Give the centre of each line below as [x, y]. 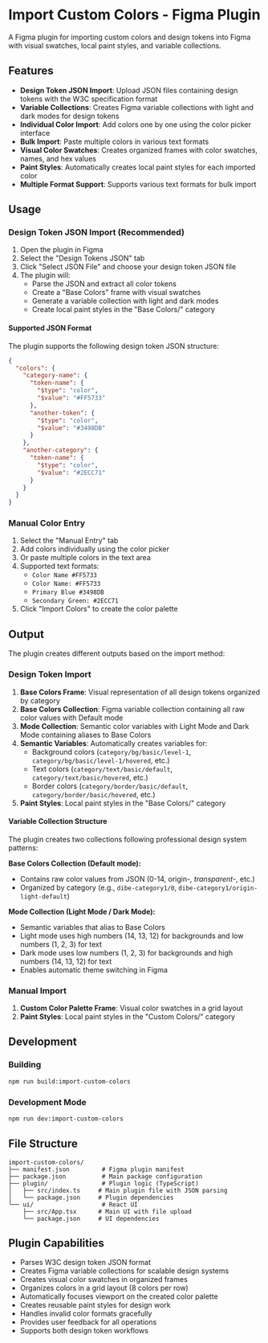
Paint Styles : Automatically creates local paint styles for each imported [138, 167]
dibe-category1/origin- [218, 888]
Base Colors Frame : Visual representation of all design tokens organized [140, 692]
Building [25, 1065]
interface [35, 133]
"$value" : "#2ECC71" [71, 473]
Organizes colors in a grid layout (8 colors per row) [104, 1288]
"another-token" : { [62, 413]
